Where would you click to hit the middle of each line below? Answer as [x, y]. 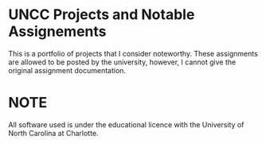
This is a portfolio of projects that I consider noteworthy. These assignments [133, 53]
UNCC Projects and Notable [102, 15]
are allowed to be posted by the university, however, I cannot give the [122, 62]
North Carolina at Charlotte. [53, 133]
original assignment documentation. [67, 70]
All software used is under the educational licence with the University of [126, 124]
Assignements [57, 31]
